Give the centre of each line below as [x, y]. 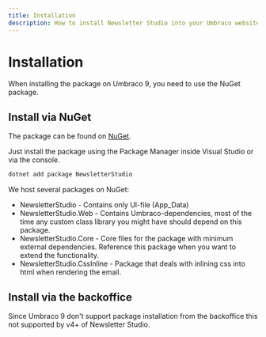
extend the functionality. [59, 256]
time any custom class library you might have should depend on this [131, 222]
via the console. [34, 160]
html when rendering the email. [70, 272]
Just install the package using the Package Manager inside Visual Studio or [131, 152]
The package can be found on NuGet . [70, 136]
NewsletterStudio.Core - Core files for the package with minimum [126, 239]
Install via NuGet [50, 117]
